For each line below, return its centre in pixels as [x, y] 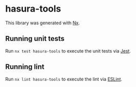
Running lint [25, 67]
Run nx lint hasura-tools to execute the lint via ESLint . [64, 79]
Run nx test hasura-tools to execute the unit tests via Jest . [68, 51]
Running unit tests [35, 39]
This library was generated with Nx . [43, 23]
